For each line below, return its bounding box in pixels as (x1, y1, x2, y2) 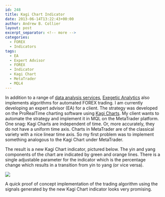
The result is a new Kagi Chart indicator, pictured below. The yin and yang (5, 146, 156, 152)
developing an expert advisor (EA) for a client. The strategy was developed (5, 105, 158, 111)
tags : (5, 49, 16, 53)
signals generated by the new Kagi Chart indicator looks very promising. (5, 186, 152, 192)
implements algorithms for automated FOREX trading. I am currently (5, 99, 143, 105)
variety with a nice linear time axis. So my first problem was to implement (5, 131, 154, 137)
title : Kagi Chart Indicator (5, 12, 65, 17)
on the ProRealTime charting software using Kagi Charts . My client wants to (5, 110, 160, 116)
